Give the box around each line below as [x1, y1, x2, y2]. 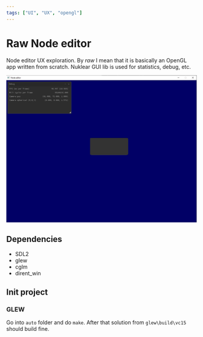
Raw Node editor [6, 36, 92, 50]
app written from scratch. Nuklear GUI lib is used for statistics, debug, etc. [6, 63, 192, 70]
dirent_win [14, 269, 41, 276]
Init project [6, 287, 48, 298]
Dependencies [6, 234, 62, 244]
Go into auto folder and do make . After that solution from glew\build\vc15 [6, 319, 187, 326]
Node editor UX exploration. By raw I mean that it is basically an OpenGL [6, 56, 187, 64]
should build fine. [6, 326, 50, 333]
